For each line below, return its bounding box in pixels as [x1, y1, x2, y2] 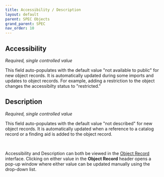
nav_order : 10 [5, 26, 35, 31]
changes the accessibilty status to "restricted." [5, 83, 101, 89]
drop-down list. [5, 166, 37, 172]
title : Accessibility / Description [5, 7, 81, 12]
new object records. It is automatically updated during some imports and [5, 72, 154, 78]
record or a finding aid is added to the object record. [5, 131, 113, 137]
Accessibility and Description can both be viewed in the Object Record [5, 150, 150, 156]
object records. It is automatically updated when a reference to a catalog [5, 126, 154, 132]
